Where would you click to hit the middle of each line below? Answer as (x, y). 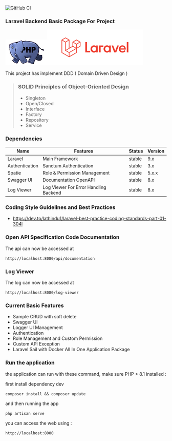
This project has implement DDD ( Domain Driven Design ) (67, 73)
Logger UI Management (38, 328)
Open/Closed (39, 103)
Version (156, 151)
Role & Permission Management (76, 173)
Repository (37, 120)
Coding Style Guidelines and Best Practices (60, 207)
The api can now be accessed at (40, 248)
